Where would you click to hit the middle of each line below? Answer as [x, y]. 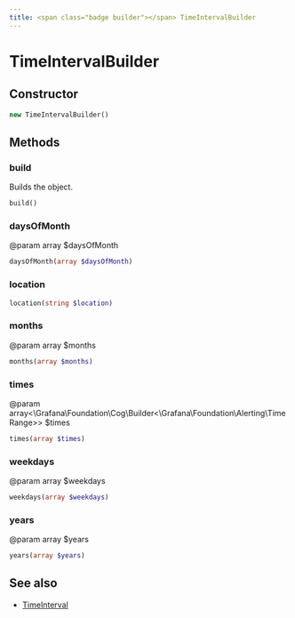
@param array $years [49, 540]
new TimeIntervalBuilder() [59, 115]
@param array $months [52, 345]
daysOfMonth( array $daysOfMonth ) [71, 262]
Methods [35, 142]
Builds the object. [41, 187]
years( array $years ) [48, 556]
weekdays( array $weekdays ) [59, 498]
